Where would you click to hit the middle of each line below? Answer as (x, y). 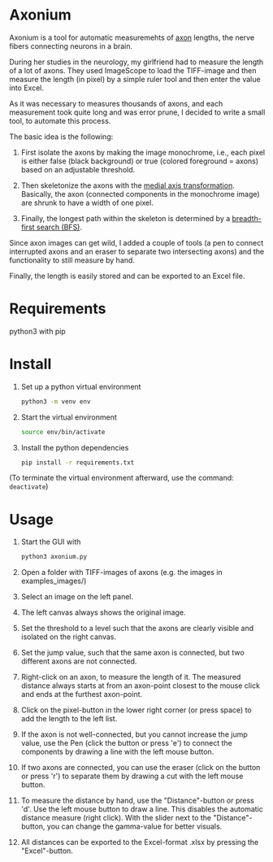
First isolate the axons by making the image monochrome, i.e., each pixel (143, 152)
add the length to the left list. (69, 719)
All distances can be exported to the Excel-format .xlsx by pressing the (140, 842)
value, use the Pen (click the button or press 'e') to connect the (126, 743)
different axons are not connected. (79, 661)
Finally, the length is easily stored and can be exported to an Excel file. (127, 276)
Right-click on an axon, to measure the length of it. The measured (131, 677)
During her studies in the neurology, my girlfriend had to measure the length (136, 62)
